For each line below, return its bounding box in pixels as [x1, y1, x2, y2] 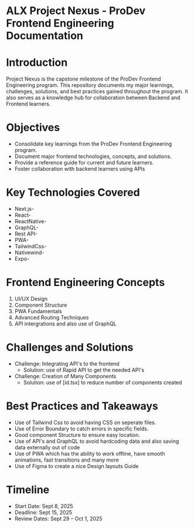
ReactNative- [14, 218, 47, 224]
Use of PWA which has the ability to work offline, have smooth [14, 450, 165, 457]
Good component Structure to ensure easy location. [14, 431, 141, 438]
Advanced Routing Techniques [14, 314, 89, 321]
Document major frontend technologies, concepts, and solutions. [14, 153, 172, 160]
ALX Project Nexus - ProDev [6, 4, 146, 18]
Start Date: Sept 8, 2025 [14, 502, 73, 509]
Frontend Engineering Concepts [6, 276, 165, 289]
